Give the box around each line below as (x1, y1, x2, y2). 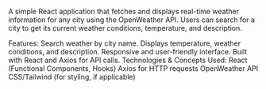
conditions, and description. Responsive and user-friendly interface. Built (8, 47, 248, 56)
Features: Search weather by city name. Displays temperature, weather (8, 39, 241, 48)
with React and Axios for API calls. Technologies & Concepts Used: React (8, 55, 248, 65)
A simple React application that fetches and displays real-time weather (8, 7, 240, 16)
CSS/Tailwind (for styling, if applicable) (8, 72, 137, 81)
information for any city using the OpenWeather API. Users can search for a (8, 15, 256, 24)
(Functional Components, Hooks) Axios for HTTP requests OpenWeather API (8, 64, 259, 73)
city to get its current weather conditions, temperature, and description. (8, 24, 242, 32)
